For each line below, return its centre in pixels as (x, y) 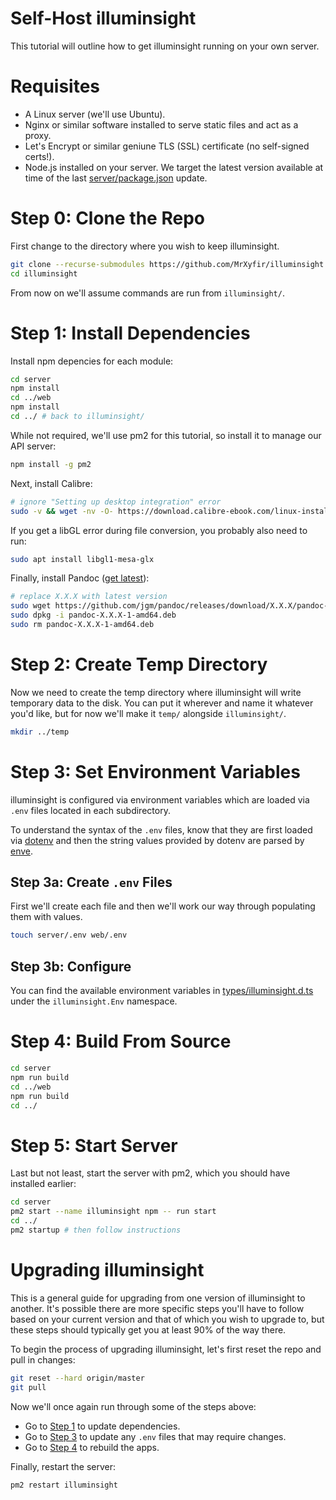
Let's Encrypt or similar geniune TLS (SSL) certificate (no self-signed (167, 146)
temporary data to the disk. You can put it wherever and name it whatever (162, 703)
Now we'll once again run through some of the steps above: (133, 1406)
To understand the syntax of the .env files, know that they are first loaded (161, 829)
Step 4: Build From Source (121, 1041)
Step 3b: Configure (71, 966)
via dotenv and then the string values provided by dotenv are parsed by (157, 840)
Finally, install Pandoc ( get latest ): (80, 578)
